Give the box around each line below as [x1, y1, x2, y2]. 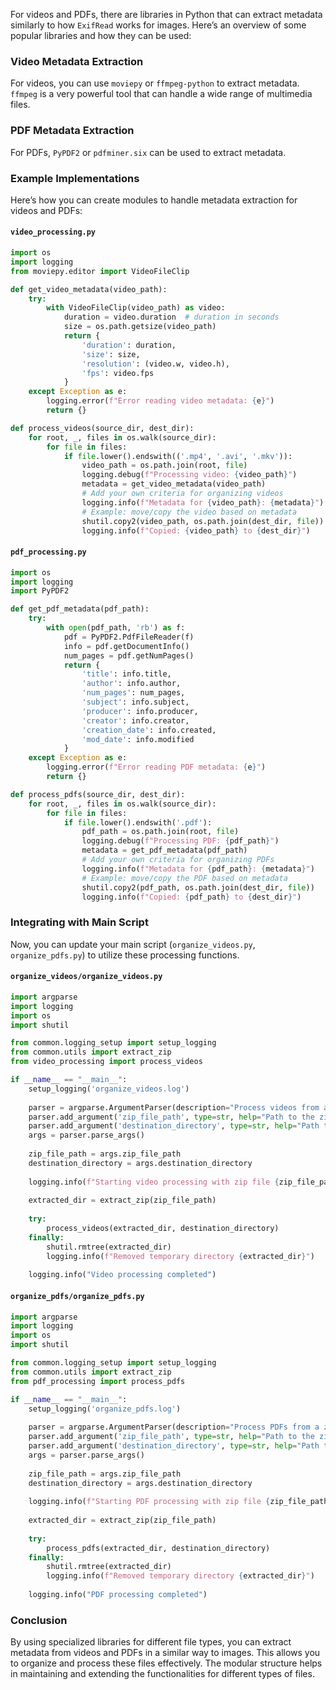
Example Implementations [10, 171, 140, 185]
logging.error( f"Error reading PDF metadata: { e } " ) [46, 762, 267, 773]
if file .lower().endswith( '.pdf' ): [63, 817, 213, 828]
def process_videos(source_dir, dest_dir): [10, 423, 195, 433]
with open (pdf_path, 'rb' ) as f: [46, 623, 186, 633]
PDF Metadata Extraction [10, 124, 135, 138]
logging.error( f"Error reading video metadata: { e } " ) [46, 396, 275, 406]
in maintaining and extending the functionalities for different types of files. [10, 1668, 315, 1680]
